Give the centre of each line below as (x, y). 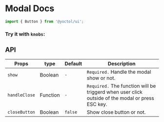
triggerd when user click (115, 92)
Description (122, 63)
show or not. (101, 78)
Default (73, 63)
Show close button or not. (116, 112)
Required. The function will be (121, 86)
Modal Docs (30, 9)
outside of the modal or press (121, 98)
